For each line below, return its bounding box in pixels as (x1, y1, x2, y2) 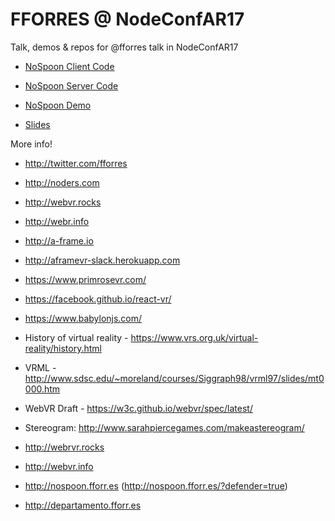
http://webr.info (24, 215, 90, 227)
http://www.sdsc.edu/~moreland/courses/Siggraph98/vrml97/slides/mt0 (24, 372, 325, 384)
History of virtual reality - (24, 331, 129, 343)
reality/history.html (24, 342, 102, 354)
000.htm (24, 383, 61, 395)
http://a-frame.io (24, 234, 94, 247)
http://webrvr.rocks (24, 441, 105, 453)
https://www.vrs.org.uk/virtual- (130, 331, 259, 343)
